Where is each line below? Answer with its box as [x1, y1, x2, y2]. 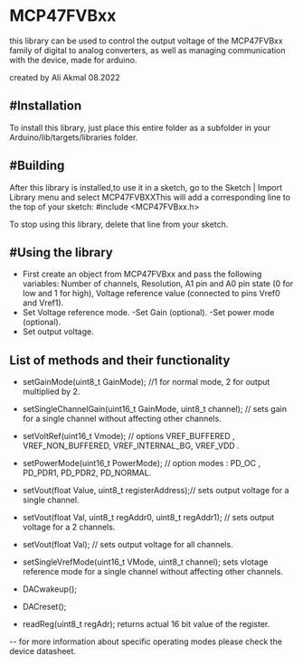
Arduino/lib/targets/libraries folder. [9, 132, 138, 143]
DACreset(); [22, 602, 67, 613]
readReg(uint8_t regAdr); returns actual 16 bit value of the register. [22, 619, 270, 630]
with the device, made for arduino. [9, 54, 137, 65]
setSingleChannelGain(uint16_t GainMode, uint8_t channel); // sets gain [22, 404, 288, 415]
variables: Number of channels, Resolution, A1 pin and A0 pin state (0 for [22, 278, 294, 289]
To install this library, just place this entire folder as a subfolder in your [9, 122, 271, 133]
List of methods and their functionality [9, 352, 231, 368]
